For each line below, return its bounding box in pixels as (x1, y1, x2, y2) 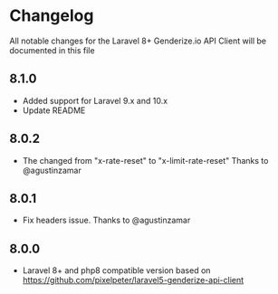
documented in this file (9, 44, 95, 55)
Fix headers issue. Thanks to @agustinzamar (22, 214, 191, 226)
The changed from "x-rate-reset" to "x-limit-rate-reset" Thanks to (22, 155, 269, 166)
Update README (22, 105, 86, 116)
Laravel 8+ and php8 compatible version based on (22, 265, 211, 276)
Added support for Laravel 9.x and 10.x (22, 95, 168, 106)
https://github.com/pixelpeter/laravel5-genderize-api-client (22, 275, 244, 286)
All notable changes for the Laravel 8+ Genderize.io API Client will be (9, 35, 267, 46)
